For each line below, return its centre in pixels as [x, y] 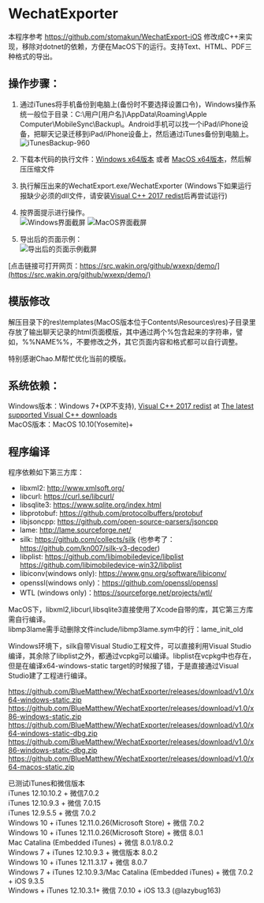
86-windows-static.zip [45, 717]
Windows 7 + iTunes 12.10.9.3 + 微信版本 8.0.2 [83, 852]
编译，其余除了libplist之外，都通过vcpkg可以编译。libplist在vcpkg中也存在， [132, 656]
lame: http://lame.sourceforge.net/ [75, 530]
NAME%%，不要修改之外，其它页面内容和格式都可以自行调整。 [139, 341]
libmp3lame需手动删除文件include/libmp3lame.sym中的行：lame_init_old [126, 630]
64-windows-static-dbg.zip [53, 734]
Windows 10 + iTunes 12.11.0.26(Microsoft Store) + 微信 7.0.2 [106, 823]
